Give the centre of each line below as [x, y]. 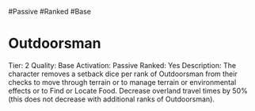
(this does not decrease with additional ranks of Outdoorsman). [112, 99]
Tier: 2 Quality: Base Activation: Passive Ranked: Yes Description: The [122, 65]
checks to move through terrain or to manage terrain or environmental [122, 82]
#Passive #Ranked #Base [49, 11]
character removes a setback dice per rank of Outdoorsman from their [123, 74]
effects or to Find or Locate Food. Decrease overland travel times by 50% [128, 90]
